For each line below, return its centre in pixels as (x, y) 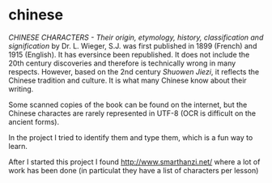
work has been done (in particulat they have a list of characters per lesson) (134, 170)
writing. (21, 89)
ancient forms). (34, 121)
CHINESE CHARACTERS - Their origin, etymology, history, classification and (136, 37)
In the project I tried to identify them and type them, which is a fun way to (131, 137)
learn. (18, 146)
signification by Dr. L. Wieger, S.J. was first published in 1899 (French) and (133, 45)
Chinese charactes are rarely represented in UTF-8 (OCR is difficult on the (132, 113)
